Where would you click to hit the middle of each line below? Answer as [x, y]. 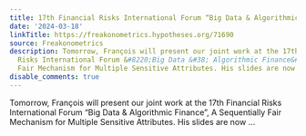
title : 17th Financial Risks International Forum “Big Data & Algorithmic [154, 18]
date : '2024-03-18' [46, 26]
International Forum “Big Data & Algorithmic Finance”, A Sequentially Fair [146, 112]
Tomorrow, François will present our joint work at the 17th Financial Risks [146, 102]
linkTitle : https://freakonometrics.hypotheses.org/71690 [122, 34]
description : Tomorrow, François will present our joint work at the [144, 52]
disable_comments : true [55, 77]
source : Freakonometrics [56, 43]
